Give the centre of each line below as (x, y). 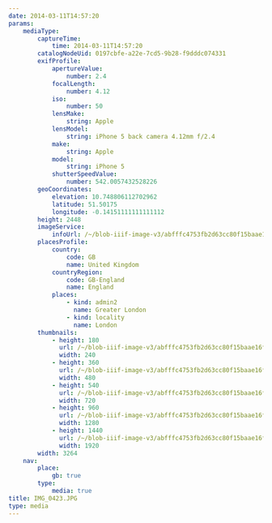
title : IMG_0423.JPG (43, 498)
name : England (90, 287)
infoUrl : (66, 235)
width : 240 (77, 355)
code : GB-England (96, 280)
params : (21, 24)
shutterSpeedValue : (84, 174)
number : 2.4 (86, 76)
